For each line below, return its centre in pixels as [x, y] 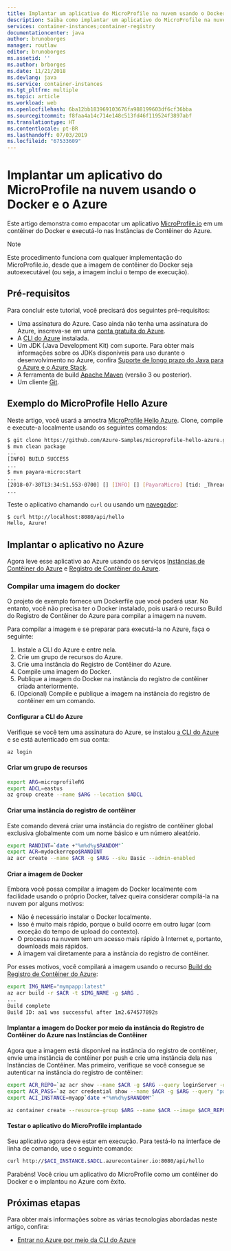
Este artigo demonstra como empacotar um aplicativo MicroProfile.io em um [115, 223]
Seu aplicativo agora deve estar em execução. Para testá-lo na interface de [114, 1141]
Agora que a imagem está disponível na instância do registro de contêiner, [112, 1050]
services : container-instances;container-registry [81, 26]
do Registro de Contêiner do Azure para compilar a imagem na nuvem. [107, 616]
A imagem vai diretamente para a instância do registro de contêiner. [113, 953]
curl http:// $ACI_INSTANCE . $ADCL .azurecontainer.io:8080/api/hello [106, 1161]
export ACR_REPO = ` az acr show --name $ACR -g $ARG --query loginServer [112, 1085]
